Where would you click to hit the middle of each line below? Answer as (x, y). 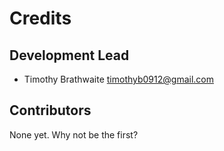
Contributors (50, 110)
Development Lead (69, 55)
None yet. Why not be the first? (74, 134)
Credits (40, 18)
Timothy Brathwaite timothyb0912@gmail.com (118, 79)
